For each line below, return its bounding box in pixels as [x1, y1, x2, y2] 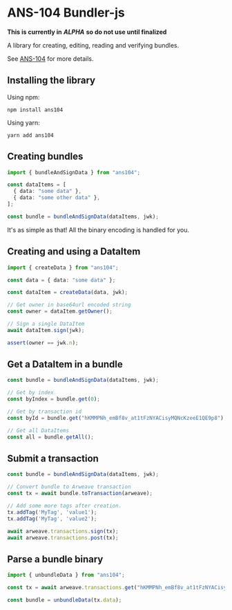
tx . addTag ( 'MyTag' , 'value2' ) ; [7, 515, 97, 522]
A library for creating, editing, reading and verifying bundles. [7, 41, 180, 49]
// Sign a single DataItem [7, 320, 85, 327]
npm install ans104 [7, 106, 64, 113]
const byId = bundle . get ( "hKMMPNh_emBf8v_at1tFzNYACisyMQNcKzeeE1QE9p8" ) [7, 414, 224, 421]
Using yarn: [7, 118, 40, 127]
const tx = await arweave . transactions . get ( [7, 584, 137, 591]
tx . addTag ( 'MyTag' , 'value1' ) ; [7, 508, 97, 516]
